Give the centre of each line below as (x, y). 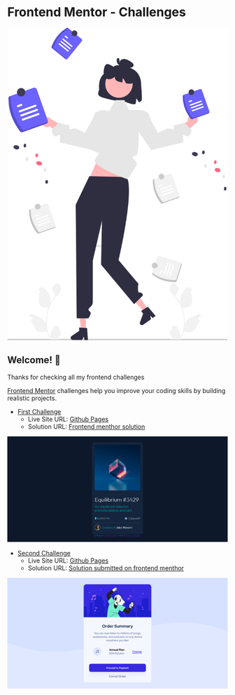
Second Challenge (44, 553)
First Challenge (39, 411)
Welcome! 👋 (34, 360)
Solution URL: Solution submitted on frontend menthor (106, 568)
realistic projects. (32, 398)
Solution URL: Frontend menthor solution (86, 426)
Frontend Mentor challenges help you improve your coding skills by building (116, 390)
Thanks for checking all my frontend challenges (76, 377)
